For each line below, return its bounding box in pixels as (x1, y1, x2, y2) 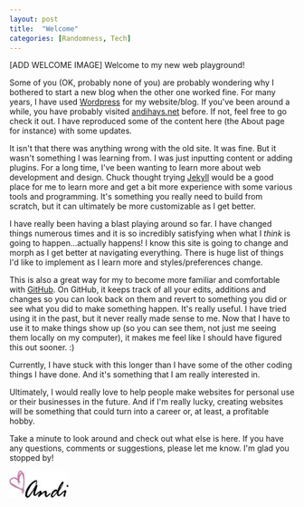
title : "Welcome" (9, 24, 79, 34)
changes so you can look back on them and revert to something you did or (9, 294, 288, 305)
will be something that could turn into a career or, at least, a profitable (9, 406, 270, 417)
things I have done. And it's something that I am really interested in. (9, 369, 261, 380)
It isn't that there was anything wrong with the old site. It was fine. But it (9, 143, 277, 154)
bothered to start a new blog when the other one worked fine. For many (9, 87, 276, 98)
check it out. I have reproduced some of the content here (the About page (9, 116, 285, 127)
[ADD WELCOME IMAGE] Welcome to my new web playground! (9, 60, 245, 71)
